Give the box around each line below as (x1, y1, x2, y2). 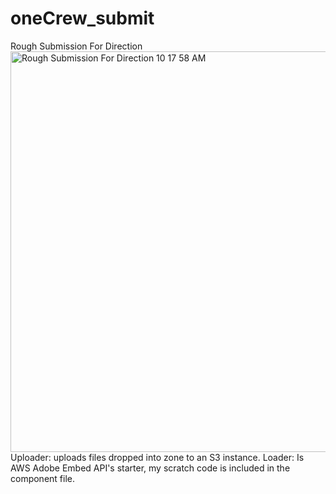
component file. (10, 472, 76, 484)
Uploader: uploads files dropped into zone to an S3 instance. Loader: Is (10, 451, 305, 463)
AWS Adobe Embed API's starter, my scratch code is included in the (10, 462, 291, 474)
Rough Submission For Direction (10, 40, 143, 52)
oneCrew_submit (10, 7, 155, 30)
